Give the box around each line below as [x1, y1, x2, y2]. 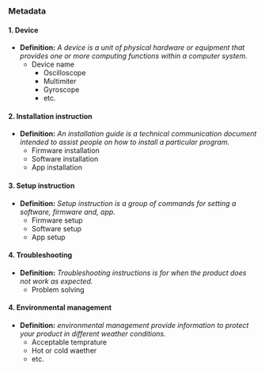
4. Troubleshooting [8, 250, 73, 260]
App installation [31, 162, 83, 172]
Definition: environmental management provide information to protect [19, 320, 249, 330]
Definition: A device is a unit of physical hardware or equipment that [19, 43, 245, 52]
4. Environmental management [8, 303, 112, 312]
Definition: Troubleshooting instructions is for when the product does [19, 268, 247, 277]
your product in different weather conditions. [19, 329, 166, 338]
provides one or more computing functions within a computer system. [19, 51, 248, 61]
